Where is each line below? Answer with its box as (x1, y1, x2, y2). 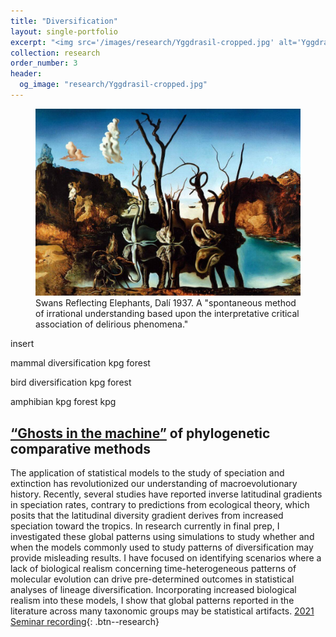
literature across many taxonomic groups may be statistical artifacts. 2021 (10, 605, 315, 617)
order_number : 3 (10, 58, 78, 69)
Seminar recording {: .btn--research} (10, 616, 160, 628)
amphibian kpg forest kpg (10, 396, 117, 408)
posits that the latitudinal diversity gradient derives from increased (10, 510, 284, 522)
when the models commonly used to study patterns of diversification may (10, 541, 314, 554)
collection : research (10, 48, 101, 58)
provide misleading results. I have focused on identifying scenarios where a (10, 552, 322, 564)
